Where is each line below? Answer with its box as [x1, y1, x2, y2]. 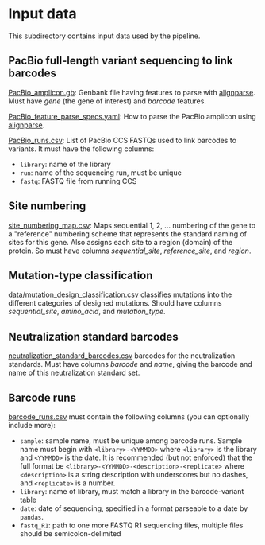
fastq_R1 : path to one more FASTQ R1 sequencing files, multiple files [19, 520, 244, 530]
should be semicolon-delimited [19, 529, 121, 538]
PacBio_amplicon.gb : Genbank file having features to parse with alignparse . [8, 88, 255, 97]
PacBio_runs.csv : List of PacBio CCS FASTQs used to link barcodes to [8, 135, 236, 145]
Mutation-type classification [8, 268, 153, 282]
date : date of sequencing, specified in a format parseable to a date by [19, 504, 248, 513]
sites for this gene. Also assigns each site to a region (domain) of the [8, 237, 233, 247]
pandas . [19, 512, 44, 521]
